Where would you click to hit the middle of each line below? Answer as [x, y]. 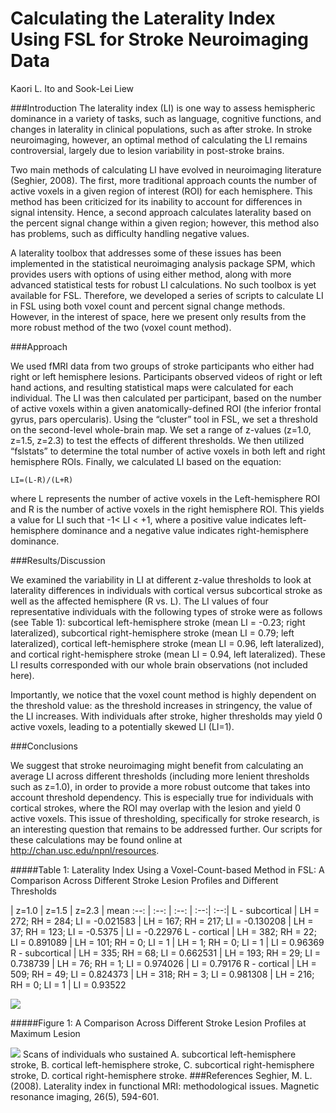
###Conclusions [44, 746]
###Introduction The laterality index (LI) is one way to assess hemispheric [163, 108]
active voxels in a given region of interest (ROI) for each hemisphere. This [161, 191]
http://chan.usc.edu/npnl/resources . [85, 850]
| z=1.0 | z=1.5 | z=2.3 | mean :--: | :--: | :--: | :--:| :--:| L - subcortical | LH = [165, 910]
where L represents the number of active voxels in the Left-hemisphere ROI [165, 498]
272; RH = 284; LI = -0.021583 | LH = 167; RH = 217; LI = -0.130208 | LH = [162, 921]
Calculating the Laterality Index [143, 18]
